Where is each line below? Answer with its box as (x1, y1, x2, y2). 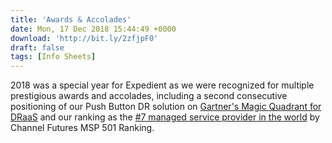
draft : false (10, 42, 65, 53)
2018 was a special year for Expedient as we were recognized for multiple (10, 79, 315, 91)
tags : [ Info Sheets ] (10, 52, 97, 62)
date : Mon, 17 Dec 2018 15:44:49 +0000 (10, 24, 177, 34)
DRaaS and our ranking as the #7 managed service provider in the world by (10, 111, 320, 123)
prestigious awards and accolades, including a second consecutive (10, 90, 288, 102)
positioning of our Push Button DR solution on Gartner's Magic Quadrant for (10, 101, 322, 113)
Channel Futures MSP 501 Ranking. (10, 122, 155, 134)
